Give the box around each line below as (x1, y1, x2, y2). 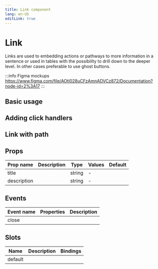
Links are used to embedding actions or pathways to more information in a (5, 53, 154, 59)
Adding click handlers (5, 114, 73, 122)
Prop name (7, 161, 33, 168)
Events (5, 194, 27, 202)
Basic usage (5, 97, 43, 106)
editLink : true (5, 16, 36, 21)
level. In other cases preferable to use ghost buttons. (5, 64, 111, 70)
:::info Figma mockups (5, 73, 49, 79)
